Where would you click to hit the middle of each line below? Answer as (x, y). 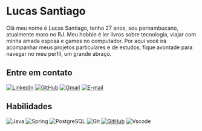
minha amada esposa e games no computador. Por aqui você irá (86, 41)
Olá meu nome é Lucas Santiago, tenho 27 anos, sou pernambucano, (93, 28)
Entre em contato (39, 73)
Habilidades (29, 106)
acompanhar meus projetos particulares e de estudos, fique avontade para (99, 47)
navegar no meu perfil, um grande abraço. (59, 53)
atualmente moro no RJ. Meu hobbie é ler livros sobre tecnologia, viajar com (101, 34)
